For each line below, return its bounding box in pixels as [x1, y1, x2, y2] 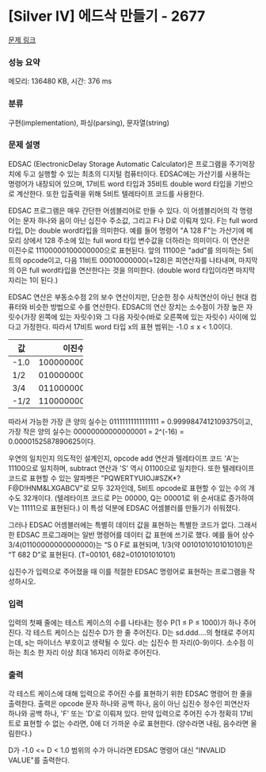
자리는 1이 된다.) [8, 275, 58, 284]
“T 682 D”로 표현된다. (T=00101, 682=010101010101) [8, 550, 176, 559]
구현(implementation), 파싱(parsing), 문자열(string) [8, 118, 170, 127]
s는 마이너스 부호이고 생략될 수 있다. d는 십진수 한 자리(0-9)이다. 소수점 [25, 638, 246, 647]
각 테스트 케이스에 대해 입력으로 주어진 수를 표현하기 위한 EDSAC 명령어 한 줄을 [8, 689, 253, 699]
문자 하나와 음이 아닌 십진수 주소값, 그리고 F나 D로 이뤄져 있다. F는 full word [22, 215, 258, 225]
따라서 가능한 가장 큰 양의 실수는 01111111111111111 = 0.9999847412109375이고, [8, 416, 253, 426]
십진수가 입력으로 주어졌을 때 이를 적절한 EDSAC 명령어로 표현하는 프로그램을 [8, 566, 247, 576]
